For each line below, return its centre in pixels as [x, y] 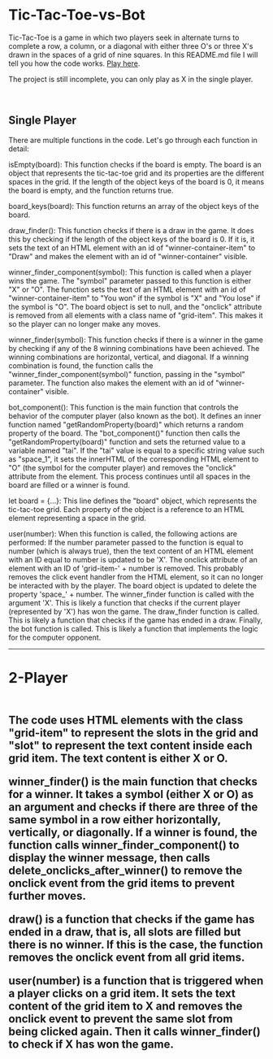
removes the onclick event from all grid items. [127, 958]
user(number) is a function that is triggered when [136, 981]
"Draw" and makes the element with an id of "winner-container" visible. [128, 256]
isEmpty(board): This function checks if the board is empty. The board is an [135, 164]
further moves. [48, 896]
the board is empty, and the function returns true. [91, 190]
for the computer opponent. [55, 637]
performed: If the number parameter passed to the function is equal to [126, 542]
